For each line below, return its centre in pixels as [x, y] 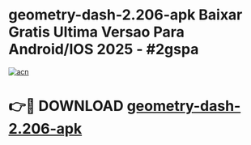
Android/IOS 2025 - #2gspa [104, 49]
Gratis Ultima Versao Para [96, 32]
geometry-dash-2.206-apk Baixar [125, 15]
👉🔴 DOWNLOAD [66, 106]
